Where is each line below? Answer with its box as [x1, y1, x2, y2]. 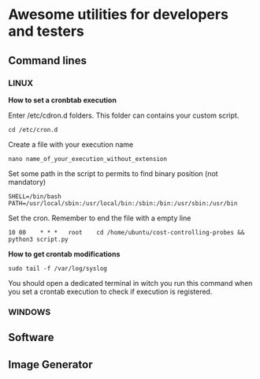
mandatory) [8, 177, 46, 186]
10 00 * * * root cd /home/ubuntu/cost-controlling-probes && [8, 228, 245, 236]
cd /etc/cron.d [8, 126, 58, 133]
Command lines [8, 54, 87, 67]
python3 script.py [8, 235, 69, 243]
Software [8, 331, 54, 344]
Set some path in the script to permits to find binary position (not [8, 168, 218, 178]
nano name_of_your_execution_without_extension [8, 155, 168, 163]
